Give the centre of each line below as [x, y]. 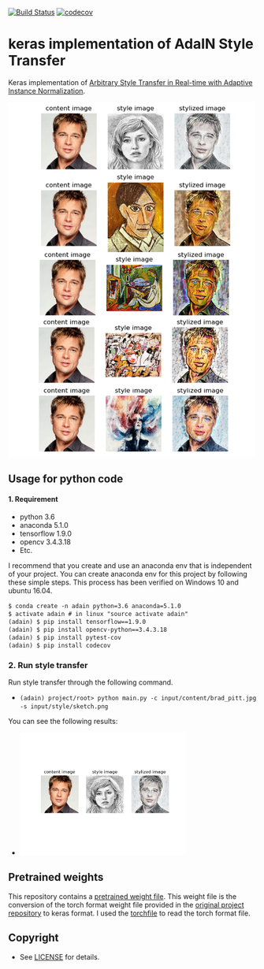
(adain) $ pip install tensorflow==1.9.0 [77, 622]
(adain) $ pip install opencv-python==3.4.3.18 [88, 629]
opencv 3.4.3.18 [45, 542]
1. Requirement [33, 499]
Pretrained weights [56, 877]
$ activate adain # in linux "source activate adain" [99, 614]
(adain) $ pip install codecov [59, 645]
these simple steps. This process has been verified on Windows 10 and [123, 582]
